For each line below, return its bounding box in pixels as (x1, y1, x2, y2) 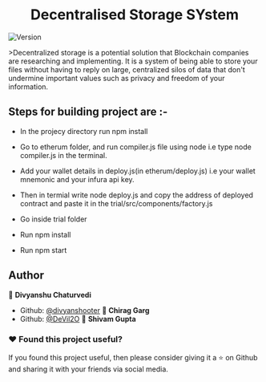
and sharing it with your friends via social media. (8, 364, 168, 374)
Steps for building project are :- (8, 105, 168, 119)
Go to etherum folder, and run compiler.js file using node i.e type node (19, 142, 252, 152)
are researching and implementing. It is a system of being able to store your (8, 56, 258, 66)
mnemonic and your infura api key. (19, 174, 135, 184)
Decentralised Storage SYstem (30, 6, 239, 24)
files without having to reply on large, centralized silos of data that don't (8, 64, 246, 74)
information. (8, 82, 49, 91)
